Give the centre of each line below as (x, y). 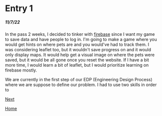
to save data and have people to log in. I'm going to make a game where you (81, 40)
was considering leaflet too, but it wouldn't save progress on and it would (78, 50)
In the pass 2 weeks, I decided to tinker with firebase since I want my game (80, 34)
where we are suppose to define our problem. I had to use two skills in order (81, 85)
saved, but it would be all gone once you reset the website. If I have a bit (77, 60)
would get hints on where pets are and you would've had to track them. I (77, 44)
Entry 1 (19, 8)
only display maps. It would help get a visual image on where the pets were (80, 55)
